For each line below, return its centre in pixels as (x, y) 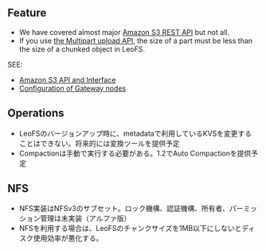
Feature (27, 13)
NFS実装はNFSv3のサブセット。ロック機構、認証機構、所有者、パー (131, 209)
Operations (36, 113)
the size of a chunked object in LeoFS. (82, 49)
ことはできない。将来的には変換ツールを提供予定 (99, 143)
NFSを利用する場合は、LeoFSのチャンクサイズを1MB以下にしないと (130, 229)
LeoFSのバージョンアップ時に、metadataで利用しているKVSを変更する (135, 133)
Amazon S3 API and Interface (67, 79)
